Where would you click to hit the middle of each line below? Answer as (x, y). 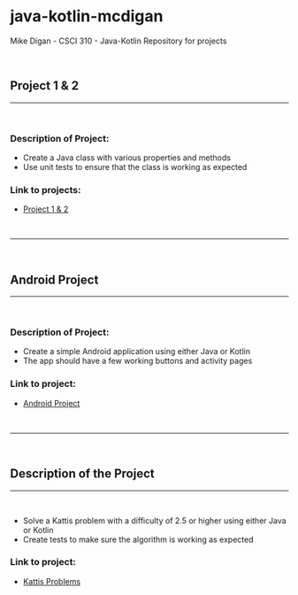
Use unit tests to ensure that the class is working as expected (135, 167)
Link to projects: (46, 189)
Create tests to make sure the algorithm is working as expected (138, 539)
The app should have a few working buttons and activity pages (138, 361)
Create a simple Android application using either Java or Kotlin (137, 352)
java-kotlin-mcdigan (87, 16)
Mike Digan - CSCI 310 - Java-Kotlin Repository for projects (118, 41)
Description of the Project (82, 474)
